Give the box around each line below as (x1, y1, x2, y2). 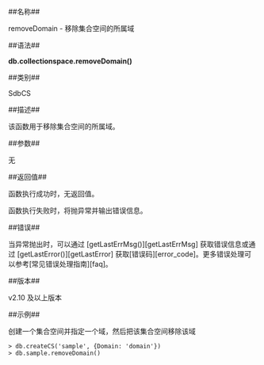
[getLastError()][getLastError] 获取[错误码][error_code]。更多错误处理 (17, 249, 245, 259)
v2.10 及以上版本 (8, 293, 62, 302)
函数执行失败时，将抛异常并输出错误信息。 (8, 206, 147, 215)
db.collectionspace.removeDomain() (8, 56, 132, 66)
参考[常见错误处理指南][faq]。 (14, 260, 113, 268)
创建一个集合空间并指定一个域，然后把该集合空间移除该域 (8, 327, 196, 336)
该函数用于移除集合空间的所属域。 (8, 122, 120, 131)
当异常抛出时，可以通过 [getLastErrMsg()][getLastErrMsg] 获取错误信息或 (8, 240, 249, 249)
